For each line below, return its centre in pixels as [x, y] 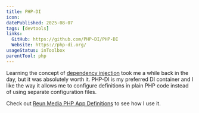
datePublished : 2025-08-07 [40, 23]
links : [14, 34]
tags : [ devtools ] [28, 28]
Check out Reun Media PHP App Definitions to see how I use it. [83, 103]
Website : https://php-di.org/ [49, 45]
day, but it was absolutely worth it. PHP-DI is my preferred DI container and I [100, 79]
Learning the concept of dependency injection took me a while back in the [97, 73]
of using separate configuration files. [52, 92]
